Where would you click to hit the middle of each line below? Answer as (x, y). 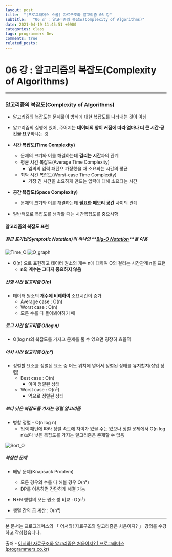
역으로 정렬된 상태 (46, 396)
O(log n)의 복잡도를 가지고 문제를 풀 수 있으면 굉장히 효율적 (72, 339)
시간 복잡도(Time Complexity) (44, 145)
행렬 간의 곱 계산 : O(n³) (37, 510)
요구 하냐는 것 (35, 134)
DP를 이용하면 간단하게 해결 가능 (53, 489)
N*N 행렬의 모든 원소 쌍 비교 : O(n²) (49, 500)
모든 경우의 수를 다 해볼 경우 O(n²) (55, 482)
